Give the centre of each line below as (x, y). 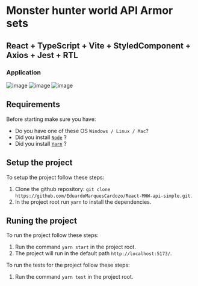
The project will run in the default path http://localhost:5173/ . (94, 253)
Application (23, 72)
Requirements (33, 104)
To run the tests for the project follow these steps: (68, 265)
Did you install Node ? (41, 137)
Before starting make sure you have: (51, 119)
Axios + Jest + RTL (42, 55)
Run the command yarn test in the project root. (74, 277)
